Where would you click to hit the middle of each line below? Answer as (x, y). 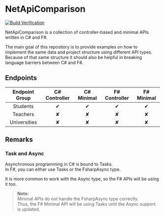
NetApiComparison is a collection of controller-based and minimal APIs (77, 32)
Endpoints (21, 78)
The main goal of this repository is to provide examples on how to (71, 47)
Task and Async (25, 154)
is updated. (28, 209)
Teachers (23, 114)
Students (23, 106)
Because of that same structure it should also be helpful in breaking (74, 57)
